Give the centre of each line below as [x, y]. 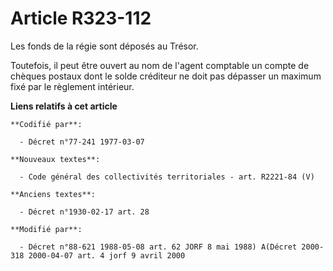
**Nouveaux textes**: [55, 159]
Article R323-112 [81, 18]
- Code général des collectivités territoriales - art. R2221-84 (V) [167, 177]
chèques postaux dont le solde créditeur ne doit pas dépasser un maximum [166, 76]
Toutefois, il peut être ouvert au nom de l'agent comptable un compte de [160, 65]
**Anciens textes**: [53, 194]
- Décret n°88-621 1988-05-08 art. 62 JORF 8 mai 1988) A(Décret [158, 247]
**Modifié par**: [46, 229]
